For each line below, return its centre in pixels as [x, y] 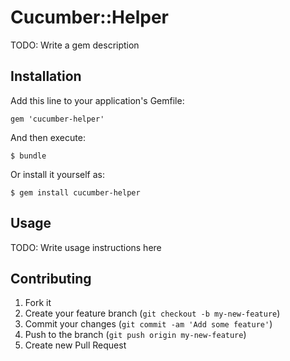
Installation [46, 76]
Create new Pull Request [75, 345]
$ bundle [28, 156]
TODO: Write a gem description [75, 45]
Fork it [38, 303]
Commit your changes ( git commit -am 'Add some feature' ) [148, 324]
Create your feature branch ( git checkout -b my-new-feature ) [152, 313]
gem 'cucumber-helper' [57, 119]
